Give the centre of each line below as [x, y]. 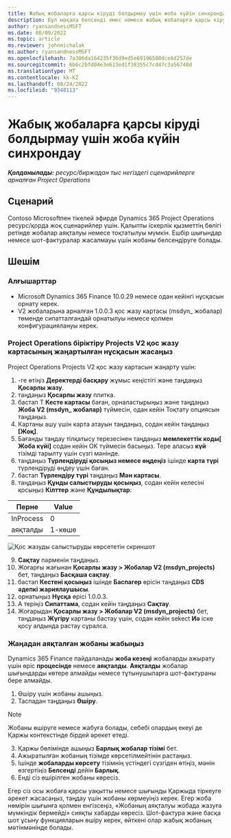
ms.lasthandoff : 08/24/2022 [48, 84]
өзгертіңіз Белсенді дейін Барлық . [69, 771]
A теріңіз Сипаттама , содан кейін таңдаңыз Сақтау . [94, 603]
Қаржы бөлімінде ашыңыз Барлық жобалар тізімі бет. [98, 749]
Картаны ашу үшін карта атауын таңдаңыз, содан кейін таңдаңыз [113, 424]
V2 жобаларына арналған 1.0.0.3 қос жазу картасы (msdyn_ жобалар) [120, 311]
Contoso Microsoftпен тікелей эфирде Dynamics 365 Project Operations [111, 218]
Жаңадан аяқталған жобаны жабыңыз [76, 643]
